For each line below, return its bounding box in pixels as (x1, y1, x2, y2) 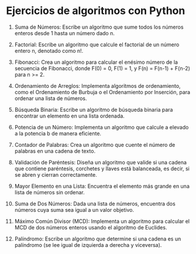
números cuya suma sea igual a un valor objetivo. (14, 206, 135, 213)
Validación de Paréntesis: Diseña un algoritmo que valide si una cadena (14, 159, 187, 166)
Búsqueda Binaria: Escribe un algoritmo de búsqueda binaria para (14, 106, 173, 113)
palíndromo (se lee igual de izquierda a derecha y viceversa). (14, 241, 162, 248)
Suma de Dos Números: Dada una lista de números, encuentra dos (14, 200, 176, 207)
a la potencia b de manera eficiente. (14, 130, 101, 137)
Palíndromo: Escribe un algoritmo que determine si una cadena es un (14, 235, 181, 242)
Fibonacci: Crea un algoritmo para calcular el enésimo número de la (14, 59, 178, 66)
